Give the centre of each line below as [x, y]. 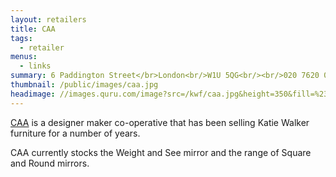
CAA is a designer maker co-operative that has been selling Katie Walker [160, 122]
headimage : [33, 94]
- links [35, 66]
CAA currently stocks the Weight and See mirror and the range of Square [161, 152]
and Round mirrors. [50, 163]
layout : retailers [48, 19]
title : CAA [33, 29]
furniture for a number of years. [75, 133]
